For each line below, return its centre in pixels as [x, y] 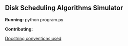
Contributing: [19, 29]
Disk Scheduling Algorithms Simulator [64, 8]
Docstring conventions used [33, 38]
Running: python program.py [34, 19]
